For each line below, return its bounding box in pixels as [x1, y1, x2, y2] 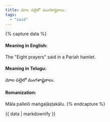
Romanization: [5, 89, 37, 96]
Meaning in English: [5, 42, 48, 48]
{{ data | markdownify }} [5, 110, 56, 117]
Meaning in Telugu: [5, 66, 47, 72]
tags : [5, 12, 17, 17]
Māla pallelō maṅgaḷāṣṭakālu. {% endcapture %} [5, 101, 106, 107]
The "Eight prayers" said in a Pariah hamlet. [5, 54, 96, 60]
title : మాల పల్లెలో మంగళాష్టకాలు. [5, 7, 67, 13]
